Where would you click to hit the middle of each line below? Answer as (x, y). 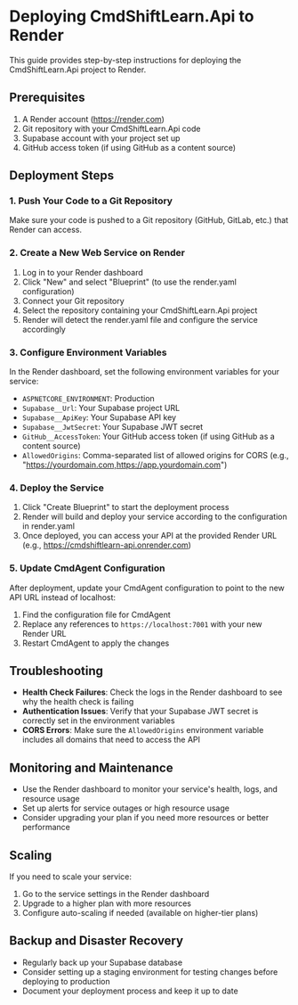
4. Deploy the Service (56, 488)
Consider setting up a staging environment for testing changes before (150, 972)
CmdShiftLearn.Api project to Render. (78, 70)
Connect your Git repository (73, 301)
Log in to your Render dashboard (83, 272)
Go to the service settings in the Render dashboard (116, 894)
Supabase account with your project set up (101, 138)
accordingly (44, 329)
